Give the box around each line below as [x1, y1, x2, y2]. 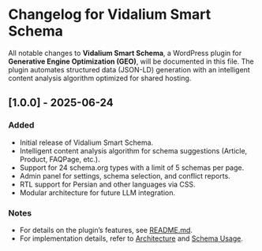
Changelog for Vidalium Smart [8, 6, 211, 24]
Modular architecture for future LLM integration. [19, 187, 176, 197]
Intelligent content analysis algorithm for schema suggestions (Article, [19, 146, 248, 155]
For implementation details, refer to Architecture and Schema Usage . [19, 234, 243, 243]
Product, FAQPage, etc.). [19, 154, 100, 164]
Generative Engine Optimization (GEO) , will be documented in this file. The [8, 57, 254, 66]
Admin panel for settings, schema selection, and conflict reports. [19, 171, 230, 180]
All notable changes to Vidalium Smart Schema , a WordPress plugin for [8, 48, 242, 57]
